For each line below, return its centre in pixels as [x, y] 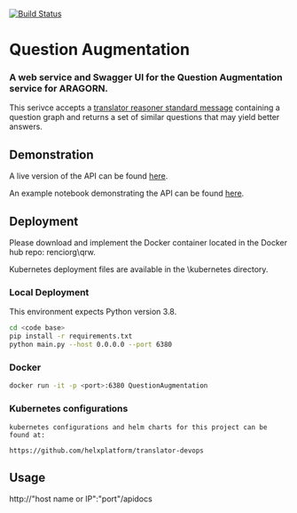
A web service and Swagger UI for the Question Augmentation [146, 77]
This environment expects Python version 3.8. [93, 312]
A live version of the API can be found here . [89, 176]
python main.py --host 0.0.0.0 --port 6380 [91, 345]
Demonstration [52, 154]
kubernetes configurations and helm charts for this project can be [138, 427]
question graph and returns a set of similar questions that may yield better [145, 117]
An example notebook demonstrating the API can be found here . [127, 193]
